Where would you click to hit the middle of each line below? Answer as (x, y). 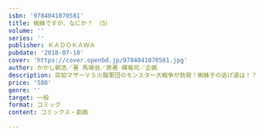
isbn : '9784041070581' (46, 16)
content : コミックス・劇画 (48, 113)
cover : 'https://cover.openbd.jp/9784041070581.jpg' (98, 61)
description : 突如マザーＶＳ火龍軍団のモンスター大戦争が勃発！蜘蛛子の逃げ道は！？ (133, 75)
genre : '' (25, 90)
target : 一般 (29, 98)
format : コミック (35, 105)
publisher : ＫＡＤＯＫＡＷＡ (52, 46)
